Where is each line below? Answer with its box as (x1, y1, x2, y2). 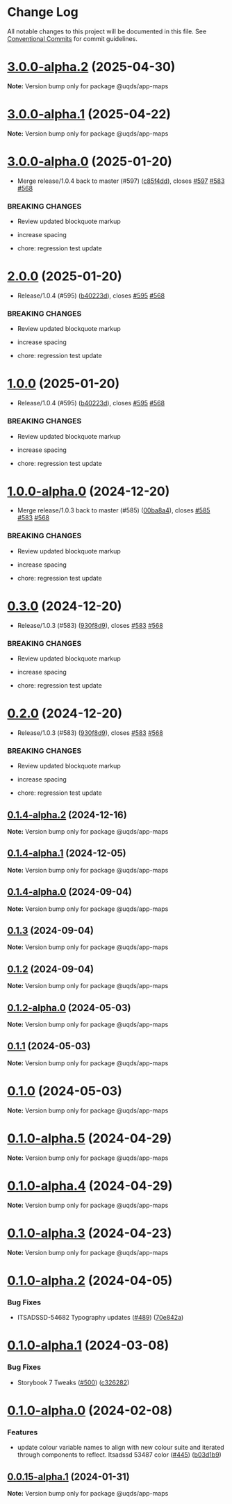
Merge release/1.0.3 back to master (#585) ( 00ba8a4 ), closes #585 (17, 506, 210, 515)
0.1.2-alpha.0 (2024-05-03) (7, 1002, 131, 1014)
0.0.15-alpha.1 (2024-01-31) (7, 1471, 130, 1482)
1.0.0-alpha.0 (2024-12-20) (7, 483, 170, 499)
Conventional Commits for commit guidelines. (7, 34, 138, 42)
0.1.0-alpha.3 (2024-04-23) (7, 1225, 172, 1241)
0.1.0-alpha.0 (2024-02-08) (7, 1402, 173, 1418)
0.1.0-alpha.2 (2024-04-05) (7, 1272, 173, 1288)
